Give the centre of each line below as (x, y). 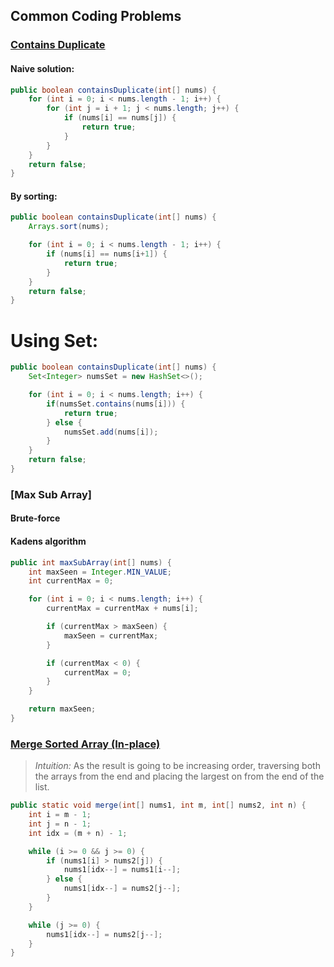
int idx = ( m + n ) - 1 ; (78, 833)
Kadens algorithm (48, 541)
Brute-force (35, 518)
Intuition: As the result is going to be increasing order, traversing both (177, 766)
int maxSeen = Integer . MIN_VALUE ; (100, 572)
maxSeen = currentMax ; (111, 635)
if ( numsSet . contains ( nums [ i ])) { (116, 404)
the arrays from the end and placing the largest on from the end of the (179, 776)
